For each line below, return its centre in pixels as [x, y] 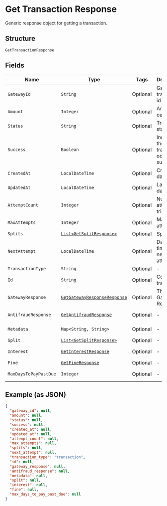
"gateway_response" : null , [38, 466]
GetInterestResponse [85, 351]
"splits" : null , [26, 448]
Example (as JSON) [36, 395]
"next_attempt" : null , [33, 453]
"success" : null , [28, 425]
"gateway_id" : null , [31, 411]
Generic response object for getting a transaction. [56, 23]
